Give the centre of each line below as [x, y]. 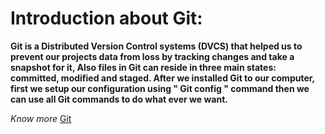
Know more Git [41, 118]
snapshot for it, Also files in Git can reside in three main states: [143, 67]
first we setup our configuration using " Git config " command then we [160, 88]
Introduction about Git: [106, 18]
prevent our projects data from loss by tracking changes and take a [152, 56]
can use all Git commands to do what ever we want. [119, 99]
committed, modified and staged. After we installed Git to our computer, [162, 78]
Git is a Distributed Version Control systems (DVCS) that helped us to [156, 46]
